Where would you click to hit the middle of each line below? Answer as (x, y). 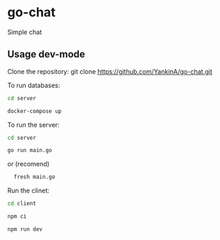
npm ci (17, 217)
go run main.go (30, 151)
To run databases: (34, 85)
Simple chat (25, 32)
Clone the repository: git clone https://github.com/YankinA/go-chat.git (110, 71)
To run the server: (34, 124)
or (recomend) (28, 164)
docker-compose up (34, 111)
